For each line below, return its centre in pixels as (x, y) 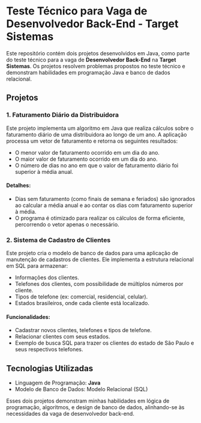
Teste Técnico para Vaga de (77, 11)
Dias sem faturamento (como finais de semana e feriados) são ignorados (105, 199)
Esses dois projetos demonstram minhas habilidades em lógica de (88, 401)
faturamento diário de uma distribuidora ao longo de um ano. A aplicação (97, 134)
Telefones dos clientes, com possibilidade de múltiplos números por (99, 284)
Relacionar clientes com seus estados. (62, 337)
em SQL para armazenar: (37, 266)
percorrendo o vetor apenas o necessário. (67, 224)
